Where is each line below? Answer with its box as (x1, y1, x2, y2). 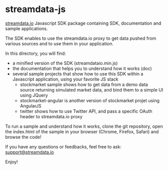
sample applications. (5, 25, 48, 31)
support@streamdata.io (5, 149, 54, 155)
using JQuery (20, 92, 48, 98)
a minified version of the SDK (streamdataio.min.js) (12, 60, 118, 66)
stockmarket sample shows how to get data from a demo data (20, 81, 148, 88)
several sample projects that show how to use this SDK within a (12, 70, 144, 76)
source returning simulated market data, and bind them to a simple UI (20, 87, 163, 93)
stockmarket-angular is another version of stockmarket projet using (20, 97, 159, 104)
